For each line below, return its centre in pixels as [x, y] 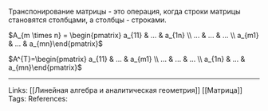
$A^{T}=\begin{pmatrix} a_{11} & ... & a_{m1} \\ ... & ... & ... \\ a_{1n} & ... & [127, 59]
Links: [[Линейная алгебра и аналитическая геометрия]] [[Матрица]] [126, 90]
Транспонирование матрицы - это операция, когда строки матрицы [124, 11]
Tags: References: [38, 99]
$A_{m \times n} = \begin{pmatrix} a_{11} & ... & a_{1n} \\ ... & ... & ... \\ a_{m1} [134, 35]
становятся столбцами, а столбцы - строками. [88, 20]
